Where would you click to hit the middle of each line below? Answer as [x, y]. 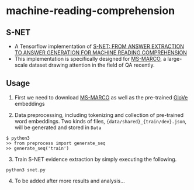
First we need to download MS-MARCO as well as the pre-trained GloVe [101, 97]
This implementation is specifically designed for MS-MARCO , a [90, 59]
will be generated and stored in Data [58, 127]
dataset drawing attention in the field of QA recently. [92, 65]
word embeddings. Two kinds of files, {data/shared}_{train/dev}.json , [101, 121]
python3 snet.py [26, 170]
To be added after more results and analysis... [70, 181]
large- [175, 59]
